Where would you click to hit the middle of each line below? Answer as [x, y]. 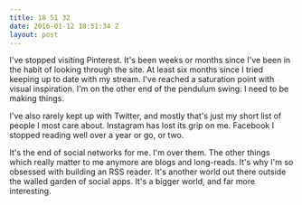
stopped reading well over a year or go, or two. [97, 135]
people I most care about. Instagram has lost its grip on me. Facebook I [142, 126]
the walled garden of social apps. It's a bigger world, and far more [132, 182]
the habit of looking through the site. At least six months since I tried [137, 70]
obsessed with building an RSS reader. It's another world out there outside [148, 172]
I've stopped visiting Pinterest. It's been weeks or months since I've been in [150, 61]
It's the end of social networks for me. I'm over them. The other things [140, 153]
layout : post [34, 34]
